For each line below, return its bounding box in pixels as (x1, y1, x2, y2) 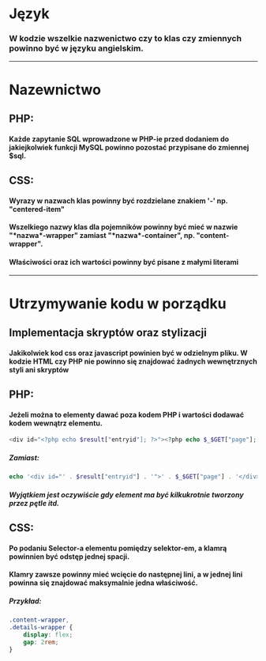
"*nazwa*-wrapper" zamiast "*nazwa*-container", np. (9, 231, 196, 240)
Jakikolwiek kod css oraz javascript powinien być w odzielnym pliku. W (9, 348, 248, 357)
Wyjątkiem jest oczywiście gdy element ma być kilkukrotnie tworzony (9, 489, 244, 499)
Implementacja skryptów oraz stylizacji (9, 326, 208, 340)
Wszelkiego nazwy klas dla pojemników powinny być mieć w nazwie (9, 222, 238, 232)
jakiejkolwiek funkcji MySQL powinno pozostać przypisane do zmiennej (9, 142, 249, 152)
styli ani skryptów (9, 364, 69, 374)
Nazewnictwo (9, 81, 102, 99)
